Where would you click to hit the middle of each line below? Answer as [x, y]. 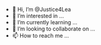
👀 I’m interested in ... [38, 16]
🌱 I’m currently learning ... [45, 22]
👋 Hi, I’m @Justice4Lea [42, 9]
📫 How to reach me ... [40, 36]
